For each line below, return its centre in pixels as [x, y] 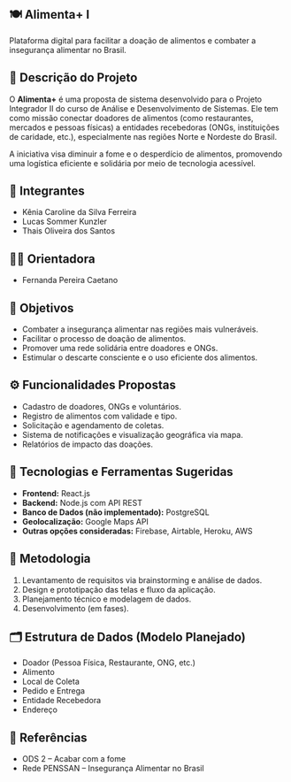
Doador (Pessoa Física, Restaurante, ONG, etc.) [109, 663]
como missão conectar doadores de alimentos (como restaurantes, [131, 118]
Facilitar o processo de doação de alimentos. [104, 339]
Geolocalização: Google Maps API [85, 521]
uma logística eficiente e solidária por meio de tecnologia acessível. [133, 163]
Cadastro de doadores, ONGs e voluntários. [102, 406]
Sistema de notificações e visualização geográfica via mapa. [132, 434]
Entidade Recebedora [61, 701]
